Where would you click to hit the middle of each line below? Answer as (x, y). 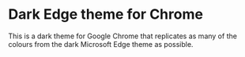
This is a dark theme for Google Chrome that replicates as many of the (122, 36)
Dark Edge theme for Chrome (106, 14)
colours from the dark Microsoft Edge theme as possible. (101, 44)
